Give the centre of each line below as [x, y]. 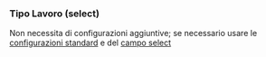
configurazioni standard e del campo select [90, 43]
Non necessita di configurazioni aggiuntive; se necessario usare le [133, 33]
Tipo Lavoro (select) [54, 14]
